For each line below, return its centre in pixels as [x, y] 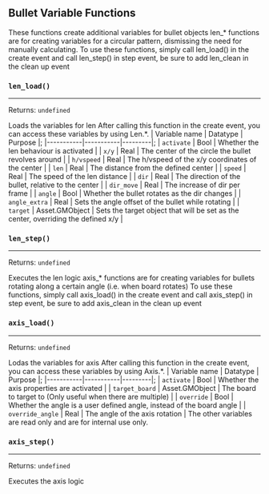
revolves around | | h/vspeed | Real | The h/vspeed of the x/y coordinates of [132, 160]
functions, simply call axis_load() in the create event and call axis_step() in [131, 295]
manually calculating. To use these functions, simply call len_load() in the [129, 49]
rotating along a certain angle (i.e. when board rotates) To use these [120, 286]
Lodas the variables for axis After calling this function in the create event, [129, 362]
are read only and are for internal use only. [78, 422]
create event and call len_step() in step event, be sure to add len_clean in [128, 58]
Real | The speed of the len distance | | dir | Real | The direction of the [124, 177]
